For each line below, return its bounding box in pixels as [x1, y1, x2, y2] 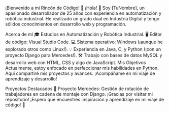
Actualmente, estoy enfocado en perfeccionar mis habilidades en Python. [5, 65, 159, 71]
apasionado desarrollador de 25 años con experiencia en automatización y [5, 10, 161, 16]
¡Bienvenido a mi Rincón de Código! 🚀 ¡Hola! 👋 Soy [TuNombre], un [5, 5, 145, 11]
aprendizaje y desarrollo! [5, 76, 57, 81]
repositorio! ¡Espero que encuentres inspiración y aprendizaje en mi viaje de [5, 97, 164, 102]
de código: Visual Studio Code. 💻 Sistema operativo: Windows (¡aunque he [5, 39, 163, 45]
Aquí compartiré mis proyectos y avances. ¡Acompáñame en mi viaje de [5, 70, 155, 76]
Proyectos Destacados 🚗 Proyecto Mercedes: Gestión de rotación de [5, 86, 149, 92]
